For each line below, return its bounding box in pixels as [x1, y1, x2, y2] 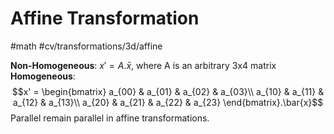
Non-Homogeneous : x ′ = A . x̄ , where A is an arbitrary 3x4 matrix [10, 59, 277, 71]
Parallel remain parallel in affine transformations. [10, 112, 210, 124]
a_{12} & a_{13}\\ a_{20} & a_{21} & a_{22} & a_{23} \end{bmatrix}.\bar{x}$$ [12, 96, 324, 108]
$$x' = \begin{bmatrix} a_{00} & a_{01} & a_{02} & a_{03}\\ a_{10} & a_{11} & [11, 85, 325, 97]
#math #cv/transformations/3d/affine [10, 40, 163, 52]
